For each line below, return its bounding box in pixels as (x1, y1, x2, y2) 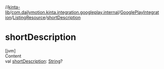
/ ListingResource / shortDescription (11, 15, 81, 20)
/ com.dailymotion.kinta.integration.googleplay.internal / (9, 9, 120, 15)
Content (5, 53, 22, 59)
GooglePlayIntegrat (120, 9, 160, 15)
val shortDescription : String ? (5, 58, 63, 64)
